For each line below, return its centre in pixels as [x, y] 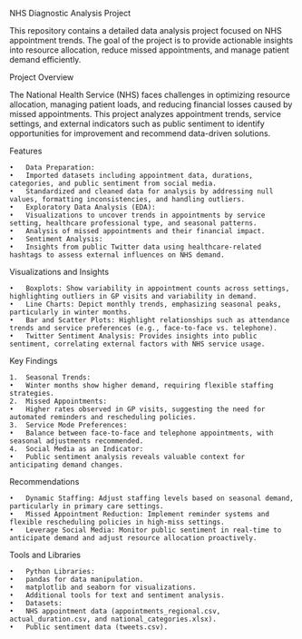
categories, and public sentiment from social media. [113, 183]
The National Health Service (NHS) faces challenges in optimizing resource [150, 95]
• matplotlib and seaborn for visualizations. [103, 587]
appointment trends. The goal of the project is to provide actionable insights [151, 40]
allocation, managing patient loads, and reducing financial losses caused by [151, 104]
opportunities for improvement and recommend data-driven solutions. [140, 133]
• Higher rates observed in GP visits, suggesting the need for [137, 409]
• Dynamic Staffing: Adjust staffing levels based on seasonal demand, [152, 498]
